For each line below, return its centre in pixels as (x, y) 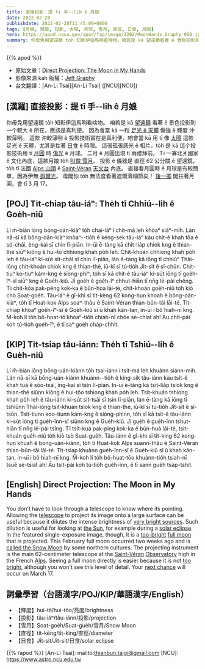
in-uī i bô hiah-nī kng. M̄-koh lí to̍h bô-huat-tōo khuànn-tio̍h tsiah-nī (102, 458)
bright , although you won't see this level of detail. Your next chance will (96, 567)
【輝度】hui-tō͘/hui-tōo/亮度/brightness (64, 610)
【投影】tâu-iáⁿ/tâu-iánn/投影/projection (66, 618)
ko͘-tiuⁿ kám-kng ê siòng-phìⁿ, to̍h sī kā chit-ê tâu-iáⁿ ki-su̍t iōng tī (99, 273)
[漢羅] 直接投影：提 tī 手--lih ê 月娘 (72, 107)
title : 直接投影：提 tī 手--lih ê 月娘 (53, 12)
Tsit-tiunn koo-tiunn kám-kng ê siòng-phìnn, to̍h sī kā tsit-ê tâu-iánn (106, 414)
